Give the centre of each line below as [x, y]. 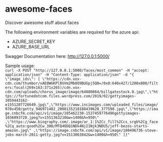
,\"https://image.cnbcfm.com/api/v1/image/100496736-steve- [96, 130]
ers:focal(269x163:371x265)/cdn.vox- [43, 87]
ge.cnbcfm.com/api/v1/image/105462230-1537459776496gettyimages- [73, 113]
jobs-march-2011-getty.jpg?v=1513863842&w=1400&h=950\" [63, 135]
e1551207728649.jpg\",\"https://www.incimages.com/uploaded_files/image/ [82, 105]
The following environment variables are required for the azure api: [72, 32]
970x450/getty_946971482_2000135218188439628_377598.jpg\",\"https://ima [82, 109]
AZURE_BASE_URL [31, 47]
